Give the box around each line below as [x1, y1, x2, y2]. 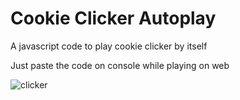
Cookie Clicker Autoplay [10, 7, 217, 30]
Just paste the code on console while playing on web [10, 59, 230, 71]
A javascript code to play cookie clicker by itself [10, 40, 208, 52]
